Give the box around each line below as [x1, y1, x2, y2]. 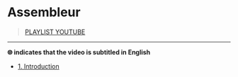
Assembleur [7, 4, 81, 20]
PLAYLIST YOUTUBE [24, 28, 86, 36]
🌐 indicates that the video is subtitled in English [7, 47, 151, 57]
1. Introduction [17, 61, 59, 71]
